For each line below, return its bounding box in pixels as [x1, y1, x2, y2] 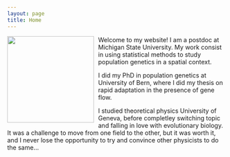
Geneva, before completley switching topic [98, 113, 220, 122]
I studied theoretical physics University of [98, 107, 217, 115]
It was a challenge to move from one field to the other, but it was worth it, [7, 129, 216, 137]
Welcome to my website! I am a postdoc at [98, 35, 220, 44]
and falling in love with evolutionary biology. [98, 121, 224, 129]
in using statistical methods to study [98, 50, 202, 59]
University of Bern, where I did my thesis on [98, 78, 223, 86]
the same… [7, 143, 39, 151]
